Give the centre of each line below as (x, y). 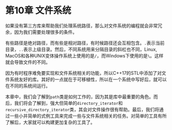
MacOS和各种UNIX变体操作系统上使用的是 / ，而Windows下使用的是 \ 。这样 (84, 56)
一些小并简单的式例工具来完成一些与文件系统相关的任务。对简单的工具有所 (88, 116)
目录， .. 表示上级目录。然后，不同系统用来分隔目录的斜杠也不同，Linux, (81, 49)
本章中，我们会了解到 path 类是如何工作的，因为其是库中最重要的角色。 (79, 96)
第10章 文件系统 (38, 10)
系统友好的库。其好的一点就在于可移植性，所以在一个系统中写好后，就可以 (88, 79)
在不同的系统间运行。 (28, 85)
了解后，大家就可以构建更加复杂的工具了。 (50, 122)
